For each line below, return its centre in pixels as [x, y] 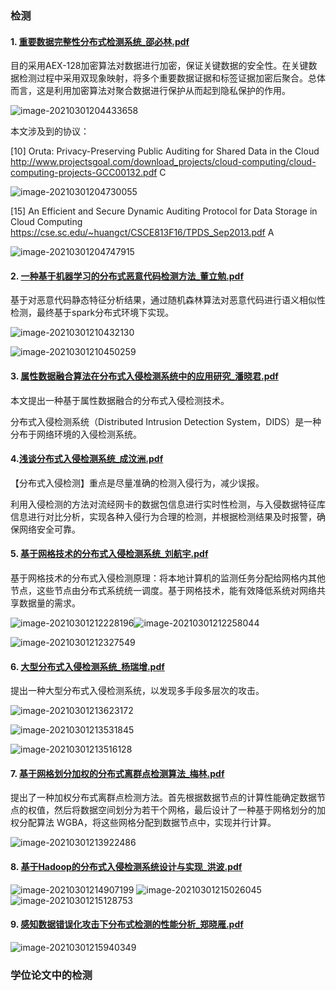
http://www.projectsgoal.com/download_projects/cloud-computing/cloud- [163, 162]
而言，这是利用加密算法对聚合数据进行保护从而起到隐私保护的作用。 [150, 91]
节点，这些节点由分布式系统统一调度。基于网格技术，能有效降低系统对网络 [163, 590]
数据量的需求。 [49, 603]
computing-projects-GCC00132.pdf [84, 173]
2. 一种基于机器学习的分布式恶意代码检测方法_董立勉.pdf [127, 276]
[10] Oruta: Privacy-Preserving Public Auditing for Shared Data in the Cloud [165, 151]
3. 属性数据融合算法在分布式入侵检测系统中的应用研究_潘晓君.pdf [144, 376]
